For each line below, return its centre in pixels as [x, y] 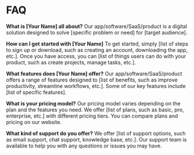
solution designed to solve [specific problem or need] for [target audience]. [97, 32]
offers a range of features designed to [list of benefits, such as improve [92, 80]
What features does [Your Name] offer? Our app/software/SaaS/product [94, 73]
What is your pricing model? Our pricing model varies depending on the [93, 103]
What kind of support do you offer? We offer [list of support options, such [96, 133]
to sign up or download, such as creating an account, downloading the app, [97, 50]
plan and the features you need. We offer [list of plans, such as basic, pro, [95, 110]
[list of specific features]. [36, 92]
